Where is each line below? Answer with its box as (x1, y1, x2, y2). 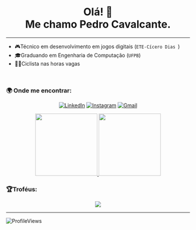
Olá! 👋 (83, 5, 113, 19)
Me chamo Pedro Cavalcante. (25, 18, 171, 31)
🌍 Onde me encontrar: (6, 86, 72, 94)
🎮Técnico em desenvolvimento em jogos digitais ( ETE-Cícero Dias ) (14, 43, 180, 50)
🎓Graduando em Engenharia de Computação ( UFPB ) (14, 52, 141, 59)
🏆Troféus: (6, 186, 38, 194)
